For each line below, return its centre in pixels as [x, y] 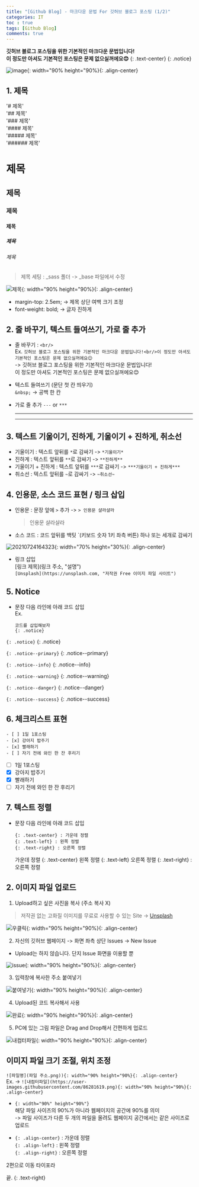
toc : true [20, 23]
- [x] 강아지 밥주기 [28, 740]
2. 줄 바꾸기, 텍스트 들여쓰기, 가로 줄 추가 [76, 330]
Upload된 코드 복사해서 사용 [47, 1002]
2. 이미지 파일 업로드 [41, 888]
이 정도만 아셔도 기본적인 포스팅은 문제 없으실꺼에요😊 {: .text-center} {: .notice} [99, 59]
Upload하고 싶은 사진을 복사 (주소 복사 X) [62, 903]
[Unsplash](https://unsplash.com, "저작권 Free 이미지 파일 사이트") [95, 574]
